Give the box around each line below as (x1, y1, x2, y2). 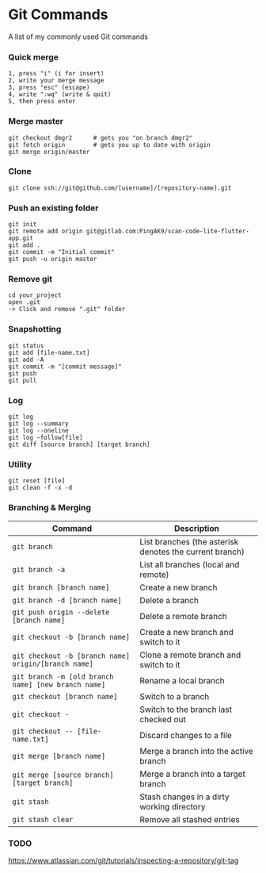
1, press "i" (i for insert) (8, 70, 104, 78)
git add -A (8, 356, 44, 363)
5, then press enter (8, 98, 77, 106)
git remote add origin (8, 228, 83, 236)
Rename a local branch (139, 675, 226, 686)
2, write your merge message (8, 77, 104, 85)
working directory (139, 801, 206, 812)
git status (8, 341, 44, 350)
